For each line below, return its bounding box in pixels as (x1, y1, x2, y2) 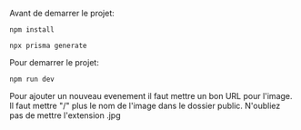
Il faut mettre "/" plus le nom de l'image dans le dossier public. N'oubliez (9, 100, 281, 111)
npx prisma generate (9, 41, 88, 50)
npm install (9, 25, 55, 35)
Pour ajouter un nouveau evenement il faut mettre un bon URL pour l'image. (9, 91, 293, 101)
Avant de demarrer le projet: (9, 8, 115, 18)
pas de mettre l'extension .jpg (9, 110, 121, 121)
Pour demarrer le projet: (9, 57, 100, 67)
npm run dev (9, 75, 55, 84)
